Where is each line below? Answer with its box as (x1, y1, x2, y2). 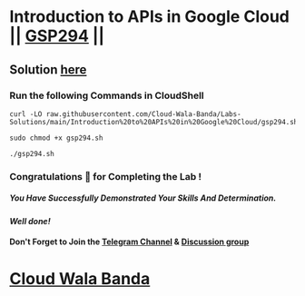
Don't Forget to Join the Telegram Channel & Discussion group (9, 236, 250, 247)
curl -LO (9, 109, 43, 119)
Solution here (9, 62, 87, 77)
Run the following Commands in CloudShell (9, 89, 204, 102)
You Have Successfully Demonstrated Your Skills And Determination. (9, 192, 277, 203)
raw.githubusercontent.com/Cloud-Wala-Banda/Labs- (45, 109, 242, 119)
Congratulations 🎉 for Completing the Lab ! (9, 170, 202, 183)
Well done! (9, 215, 52, 226)
